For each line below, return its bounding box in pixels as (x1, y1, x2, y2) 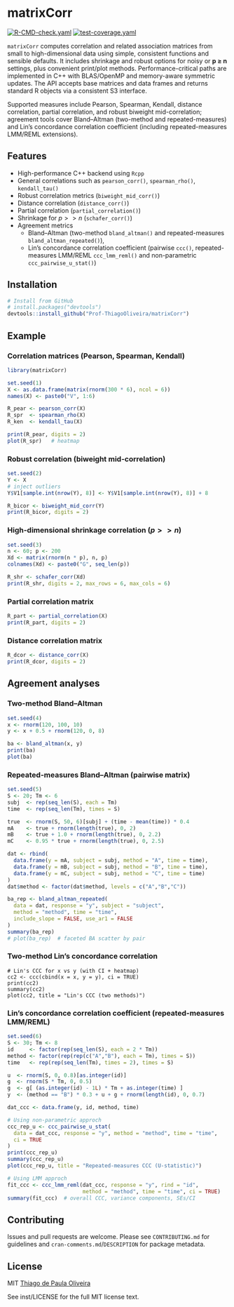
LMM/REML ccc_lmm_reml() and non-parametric (58, 251, 198, 259)
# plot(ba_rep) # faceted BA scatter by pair (7, 935, 146, 942)
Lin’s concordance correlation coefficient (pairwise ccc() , (27, 244, 194, 252)
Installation (7, 279, 57, 291)
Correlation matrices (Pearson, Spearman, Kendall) (7, 351, 186, 361)
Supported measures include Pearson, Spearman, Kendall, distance (7, 100, 202, 108)
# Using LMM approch (7, 1174, 68, 1182)
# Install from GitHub (7, 297, 74, 305)
